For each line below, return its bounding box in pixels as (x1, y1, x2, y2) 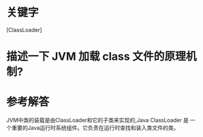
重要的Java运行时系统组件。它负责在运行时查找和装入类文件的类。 (11, 124, 179, 131)
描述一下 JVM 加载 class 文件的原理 (6, 50, 186, 64)
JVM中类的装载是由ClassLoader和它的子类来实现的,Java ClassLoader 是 (6, 117, 189, 124)
